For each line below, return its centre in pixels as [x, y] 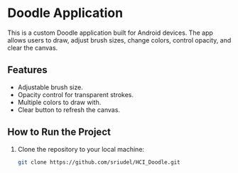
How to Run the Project [59, 132]
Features [27, 70]
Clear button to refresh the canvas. [69, 110]
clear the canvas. [33, 48]
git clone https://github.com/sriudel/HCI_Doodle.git [99, 162]
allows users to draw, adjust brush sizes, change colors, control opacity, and [119, 40]
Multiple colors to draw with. [59, 102]
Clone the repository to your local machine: [81, 149]
